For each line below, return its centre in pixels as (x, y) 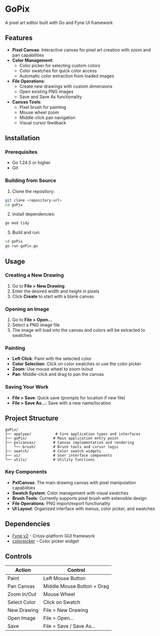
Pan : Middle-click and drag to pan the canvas (58, 374)
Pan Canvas (21, 587)
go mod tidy (17, 223)
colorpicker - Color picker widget (45, 541)
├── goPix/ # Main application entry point (62, 438)
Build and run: (26, 232)
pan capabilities (28, 55)
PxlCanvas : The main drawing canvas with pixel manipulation (74, 482)
